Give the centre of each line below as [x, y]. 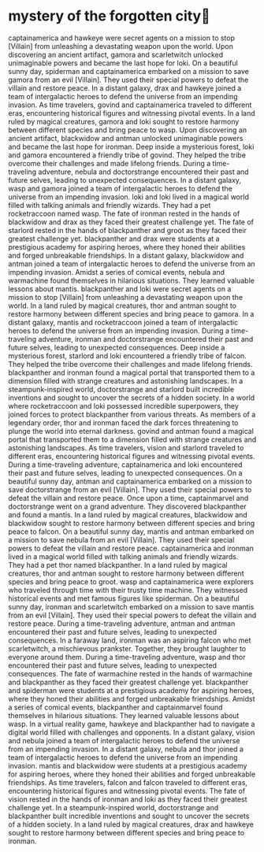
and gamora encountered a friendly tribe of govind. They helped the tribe [127, 155]
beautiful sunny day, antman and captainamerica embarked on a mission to [130, 481]
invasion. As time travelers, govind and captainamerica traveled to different [130, 105]
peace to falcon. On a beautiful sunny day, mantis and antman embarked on [131, 532]
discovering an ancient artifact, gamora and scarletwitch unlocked [116, 54]
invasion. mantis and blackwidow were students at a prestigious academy [128, 765]
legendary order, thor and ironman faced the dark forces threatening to [123, 422]
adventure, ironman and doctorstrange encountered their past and [146, 339]
